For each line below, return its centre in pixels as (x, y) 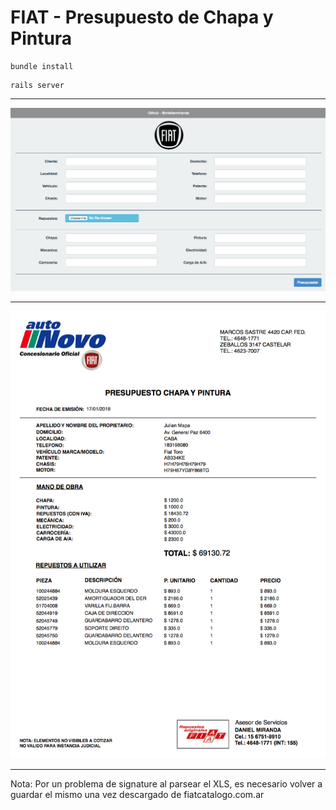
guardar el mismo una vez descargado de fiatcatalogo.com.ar (137, 794)
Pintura (41, 38)
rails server (37, 85)
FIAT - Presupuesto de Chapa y (142, 17)
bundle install (42, 66)
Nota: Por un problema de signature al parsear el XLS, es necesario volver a (166, 783)
